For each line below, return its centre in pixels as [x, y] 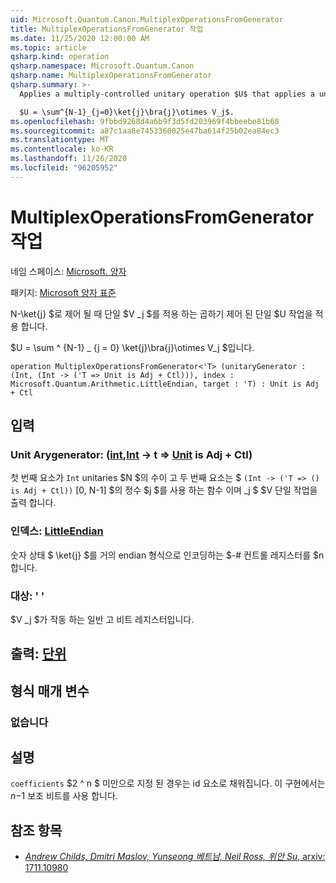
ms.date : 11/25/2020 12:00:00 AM [80, 38]
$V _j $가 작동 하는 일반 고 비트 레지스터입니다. [102, 619]
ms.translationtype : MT [60, 140]
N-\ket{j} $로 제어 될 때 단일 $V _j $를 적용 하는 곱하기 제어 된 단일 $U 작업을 [161, 313]
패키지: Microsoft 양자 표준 [63, 292]
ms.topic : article [48, 47]
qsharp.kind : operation [60, 57]
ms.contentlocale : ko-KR [62, 149]
